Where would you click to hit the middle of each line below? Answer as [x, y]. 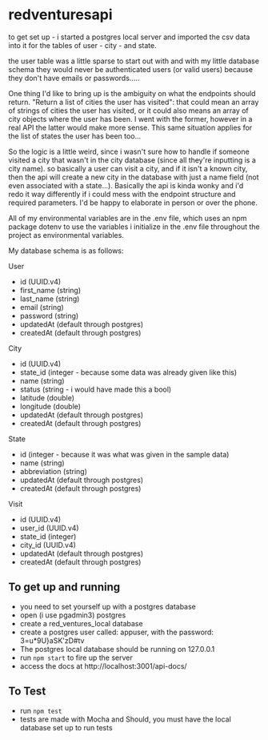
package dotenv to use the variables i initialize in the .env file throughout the [134, 227]
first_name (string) [50, 290]
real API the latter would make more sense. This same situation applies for [130, 127]
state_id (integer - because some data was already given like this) [128, 372]
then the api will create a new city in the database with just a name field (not [134, 177]
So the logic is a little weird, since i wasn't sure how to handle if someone [129, 151]
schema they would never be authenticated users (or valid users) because [131, 69]
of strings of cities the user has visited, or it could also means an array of [129, 111]
